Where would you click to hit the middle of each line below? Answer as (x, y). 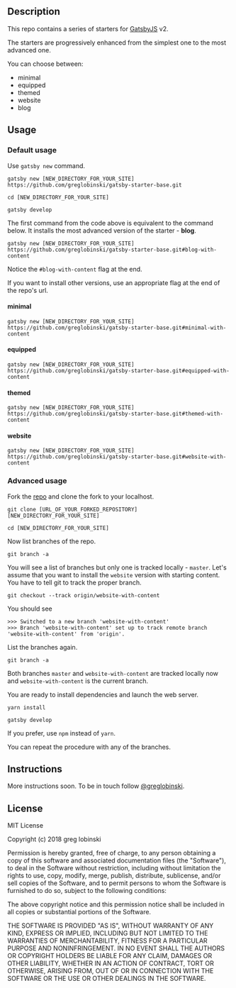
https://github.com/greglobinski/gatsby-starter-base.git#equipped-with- (119, 371)
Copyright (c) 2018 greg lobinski (54, 839)
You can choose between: (45, 64)
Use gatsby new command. (46, 165)
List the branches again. (43, 647)
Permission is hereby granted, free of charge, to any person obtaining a (112, 853)
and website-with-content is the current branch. (78, 681)
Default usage (32, 150)
